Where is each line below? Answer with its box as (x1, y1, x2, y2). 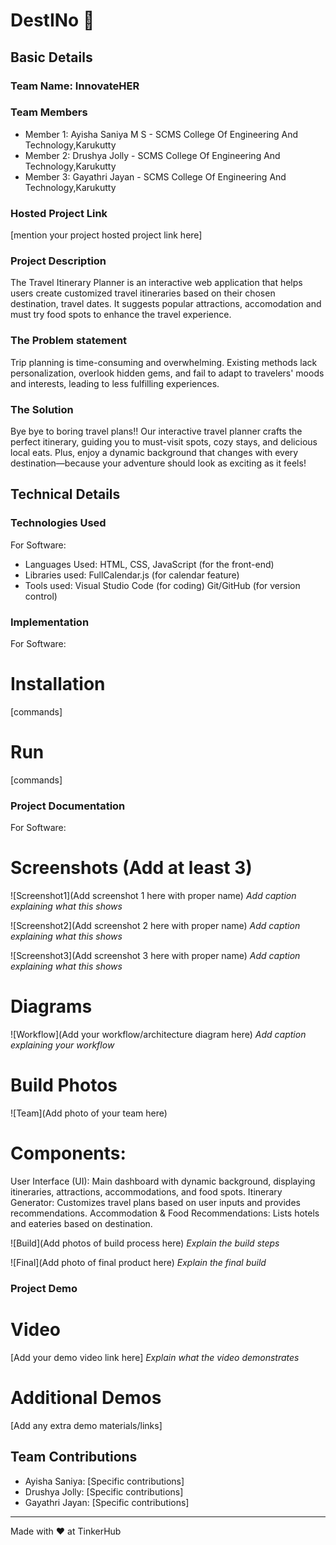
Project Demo (10, 1281, 78, 1295)
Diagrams (10, 995, 93, 1018)
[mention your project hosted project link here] (10, 229, 203, 241)
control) (24, 590, 58, 602)
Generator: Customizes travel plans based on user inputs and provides (10, 1196, 301, 1208)
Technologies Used (10, 516, 107, 530)
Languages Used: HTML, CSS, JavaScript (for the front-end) (24, 558, 275, 570)
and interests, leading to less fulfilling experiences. (10, 377, 220, 389)
